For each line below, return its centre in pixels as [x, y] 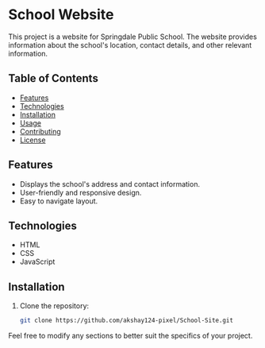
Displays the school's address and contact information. [110, 184]
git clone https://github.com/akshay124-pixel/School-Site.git [127, 321]
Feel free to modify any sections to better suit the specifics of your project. [131, 336]
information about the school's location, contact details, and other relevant [130, 44]
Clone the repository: [54, 306]
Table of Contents [54, 78]
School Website [61, 15]
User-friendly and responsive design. [81, 192]
